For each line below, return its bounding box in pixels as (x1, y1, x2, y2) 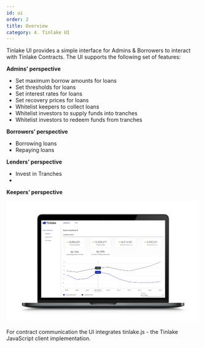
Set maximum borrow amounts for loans (15, 77, 117, 85)
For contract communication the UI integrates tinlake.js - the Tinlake (6, 328, 179, 335)
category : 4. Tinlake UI (6, 29, 70, 36)
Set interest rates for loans (15, 90, 83, 97)
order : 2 (6, 16, 29, 23)
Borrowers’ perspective (6, 128, 69, 135)
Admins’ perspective (6, 65, 61, 73)
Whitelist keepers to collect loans (15, 103, 99, 110)
